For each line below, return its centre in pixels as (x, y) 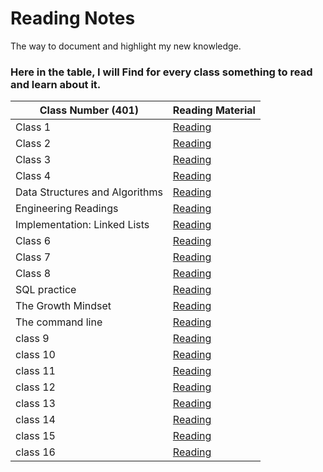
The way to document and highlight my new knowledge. (126, 46)
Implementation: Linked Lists (82, 225)
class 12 (35, 387)
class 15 (35, 436)
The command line (59, 322)
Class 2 (33, 144)
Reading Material (214, 110)
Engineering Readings (67, 209)
